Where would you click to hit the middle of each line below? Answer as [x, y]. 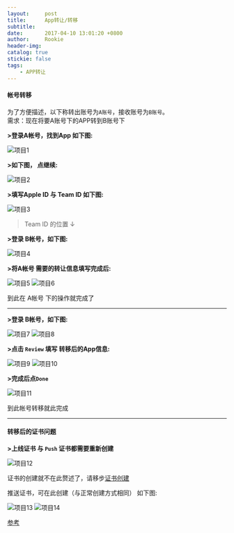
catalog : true [28, 53]
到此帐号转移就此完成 [38, 408]
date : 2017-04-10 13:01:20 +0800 [65, 33]
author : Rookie [36, 40]
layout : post [32, 14]
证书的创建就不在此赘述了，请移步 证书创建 [68, 478]
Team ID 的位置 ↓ [49, 224]
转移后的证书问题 [32, 431]
